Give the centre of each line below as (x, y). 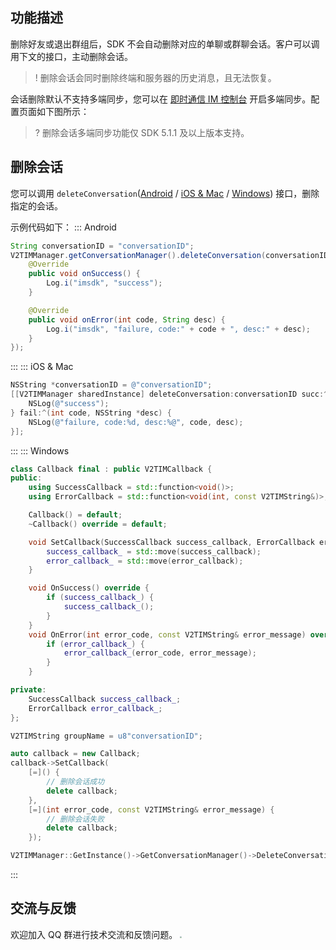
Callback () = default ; (75, 515)
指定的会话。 (36, 205)
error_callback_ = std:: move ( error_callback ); (145, 561)
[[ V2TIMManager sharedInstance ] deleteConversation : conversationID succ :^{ (171, 394)
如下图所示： (63, 111)
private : (28, 690)
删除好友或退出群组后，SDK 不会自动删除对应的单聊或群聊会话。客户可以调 (165, 44)
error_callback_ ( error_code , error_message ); (160, 653)
